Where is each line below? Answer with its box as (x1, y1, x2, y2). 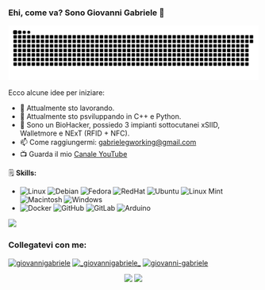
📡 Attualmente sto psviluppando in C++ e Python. (19, 112, 182, 121)
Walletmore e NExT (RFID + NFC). (19, 128, 130, 138)
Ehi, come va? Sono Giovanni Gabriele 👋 (8, 7, 165, 18)
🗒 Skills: (8, 168, 37, 177)
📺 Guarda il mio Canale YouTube (19, 150, 128, 159)
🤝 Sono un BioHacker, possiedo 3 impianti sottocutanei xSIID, (19, 120, 221, 130)
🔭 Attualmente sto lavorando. (19, 103, 115, 113)
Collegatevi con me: (8, 239, 87, 250)
